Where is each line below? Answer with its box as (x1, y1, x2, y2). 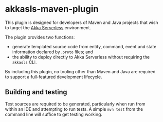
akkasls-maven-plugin (5, 3, 99, 15)
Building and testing (5, 88, 67, 96)
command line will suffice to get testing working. (5, 111, 103, 117)
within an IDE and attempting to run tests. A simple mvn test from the (5, 106, 143, 112)
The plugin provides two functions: (5, 34, 75, 40)
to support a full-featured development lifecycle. (5, 74, 102, 80)
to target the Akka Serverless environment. (5, 24, 91, 30)
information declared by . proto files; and (12, 49, 93, 55)
